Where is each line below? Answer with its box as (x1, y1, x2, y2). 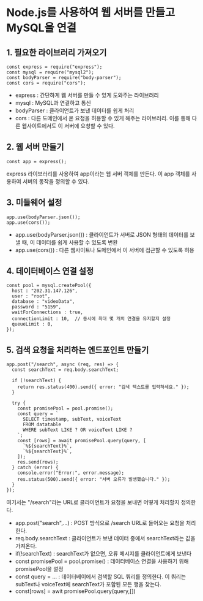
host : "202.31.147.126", (12, 288, 78, 294)
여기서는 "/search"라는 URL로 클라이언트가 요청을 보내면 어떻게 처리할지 (6, 499, 180, 506)
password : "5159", (12, 304, 62, 310)
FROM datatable (22, 421, 62, 428)
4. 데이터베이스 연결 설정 (6, 266, 94, 277)
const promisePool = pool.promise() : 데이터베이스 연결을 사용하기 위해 (15, 557, 189, 565)
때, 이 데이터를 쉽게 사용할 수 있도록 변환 (21, 239, 118, 246)
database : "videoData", (12, 299, 75, 305)
